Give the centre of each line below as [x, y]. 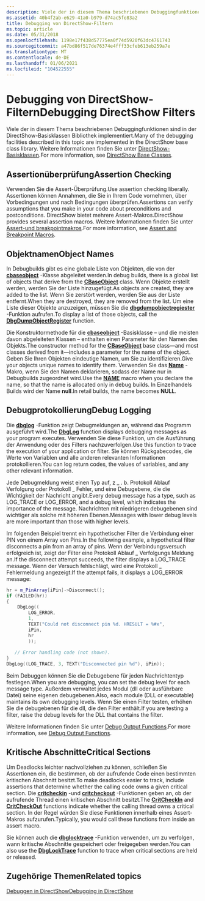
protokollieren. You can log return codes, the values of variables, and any [98, 464]
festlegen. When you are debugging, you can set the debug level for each [98, 682]
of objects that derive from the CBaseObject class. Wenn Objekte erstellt [98, 282]
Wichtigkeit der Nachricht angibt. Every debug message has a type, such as [101, 495]
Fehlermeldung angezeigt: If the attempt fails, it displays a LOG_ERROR [95, 572]
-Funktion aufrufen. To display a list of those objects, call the [82, 314]
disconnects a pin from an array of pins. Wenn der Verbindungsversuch [96, 546]
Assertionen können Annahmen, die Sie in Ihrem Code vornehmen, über [97, 196]
